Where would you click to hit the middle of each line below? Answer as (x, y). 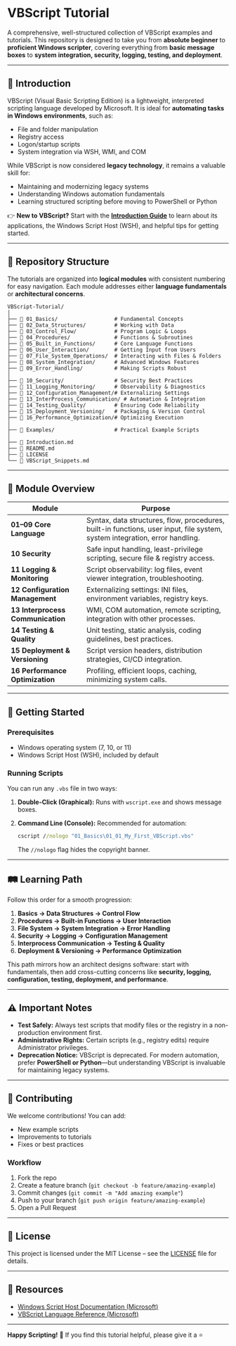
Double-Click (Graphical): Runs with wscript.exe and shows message (119, 802)
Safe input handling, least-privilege (145, 549)
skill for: (19, 172)
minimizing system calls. (127, 679)
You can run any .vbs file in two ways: (62, 788)
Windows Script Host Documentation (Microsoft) (88, 1307)
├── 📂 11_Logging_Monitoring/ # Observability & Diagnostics (106, 386)
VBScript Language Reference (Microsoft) (78, 1314)
